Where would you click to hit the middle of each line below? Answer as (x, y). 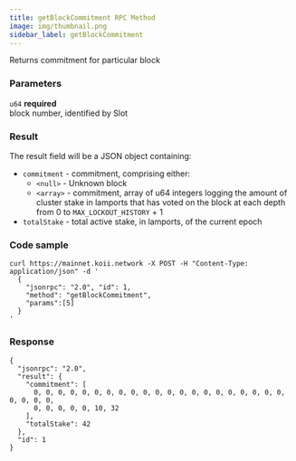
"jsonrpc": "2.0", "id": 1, (78, 287)
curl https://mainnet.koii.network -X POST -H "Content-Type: (129, 264)
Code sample (39, 245)
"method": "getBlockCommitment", (89, 296)
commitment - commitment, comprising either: (106, 174)
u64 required (33, 103)
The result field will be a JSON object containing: (100, 155)
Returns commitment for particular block (85, 61)
